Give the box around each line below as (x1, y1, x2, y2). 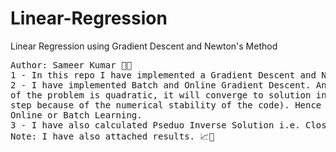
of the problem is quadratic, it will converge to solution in (10, 89, 327, 101)
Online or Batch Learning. (10, 109, 143, 121)
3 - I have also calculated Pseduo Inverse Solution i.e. (10, 119, 301, 131)
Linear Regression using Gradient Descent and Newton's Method (10, 40, 278, 52)
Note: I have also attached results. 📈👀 (10, 130, 215, 142)
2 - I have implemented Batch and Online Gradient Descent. (10, 79, 312, 91)
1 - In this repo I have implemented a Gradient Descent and (10, 69, 317, 81)
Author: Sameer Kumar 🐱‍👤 (10, 59, 132, 71)
